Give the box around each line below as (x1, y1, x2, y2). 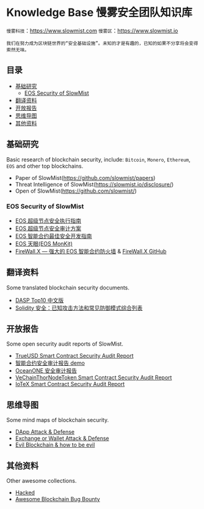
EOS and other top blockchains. (6, 162, 84, 169)
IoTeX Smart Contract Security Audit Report (15, 381, 125, 388)
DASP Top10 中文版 (15, 296, 64, 303)
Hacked (15, 489, 35, 496)
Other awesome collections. (6, 477, 77, 485)
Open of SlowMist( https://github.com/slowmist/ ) (15, 187, 137, 195)
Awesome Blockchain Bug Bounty (15, 496, 100, 503)
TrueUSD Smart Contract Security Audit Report (15, 352, 134, 360)
